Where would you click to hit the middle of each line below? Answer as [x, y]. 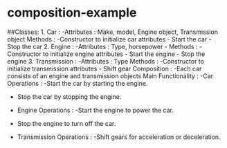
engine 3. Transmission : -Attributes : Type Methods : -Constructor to [106, 61]
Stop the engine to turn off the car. [66, 123]
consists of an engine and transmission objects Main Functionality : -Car [110, 76]
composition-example [72, 13]
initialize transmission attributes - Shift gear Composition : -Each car [105, 68]
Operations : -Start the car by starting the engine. [78, 83]
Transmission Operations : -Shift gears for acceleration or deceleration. [119, 137]
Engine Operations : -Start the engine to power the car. [96, 110]
